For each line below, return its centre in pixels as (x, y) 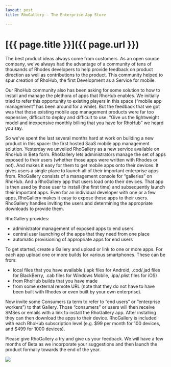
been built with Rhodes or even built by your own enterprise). (77, 292)
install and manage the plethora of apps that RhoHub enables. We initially (82, 96)
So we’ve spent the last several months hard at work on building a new (80, 138)
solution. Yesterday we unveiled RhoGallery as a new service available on (82, 149)
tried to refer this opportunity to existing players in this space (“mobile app (83, 101)
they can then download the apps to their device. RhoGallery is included (81, 318)
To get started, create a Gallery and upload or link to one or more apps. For (84, 249)
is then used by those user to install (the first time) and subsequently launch (85, 187)
